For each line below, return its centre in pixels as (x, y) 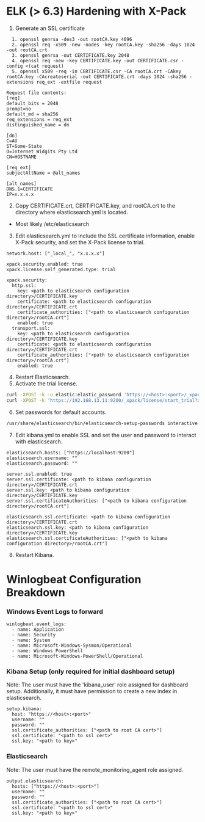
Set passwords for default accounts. (61, 412)
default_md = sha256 (33, 114)
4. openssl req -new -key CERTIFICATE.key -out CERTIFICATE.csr (95, 60)
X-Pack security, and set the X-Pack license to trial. (80, 242)
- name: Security (34, 635)
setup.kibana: (24, 709)
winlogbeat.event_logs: (37, 624)
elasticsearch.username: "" (42, 458)
